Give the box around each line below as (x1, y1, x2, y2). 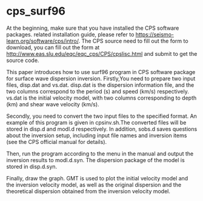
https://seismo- (135, 30, 175, 38)
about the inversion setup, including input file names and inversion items (6, 132, 187, 139)
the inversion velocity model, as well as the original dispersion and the (6, 181, 182, 188)
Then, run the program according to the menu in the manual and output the (6, 150, 194, 157)
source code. (6, 56, 39, 64)
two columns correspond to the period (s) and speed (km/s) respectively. (6, 87, 189, 95)
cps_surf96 (6, 4, 65, 18)
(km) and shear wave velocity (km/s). (6, 100, 99, 107)
